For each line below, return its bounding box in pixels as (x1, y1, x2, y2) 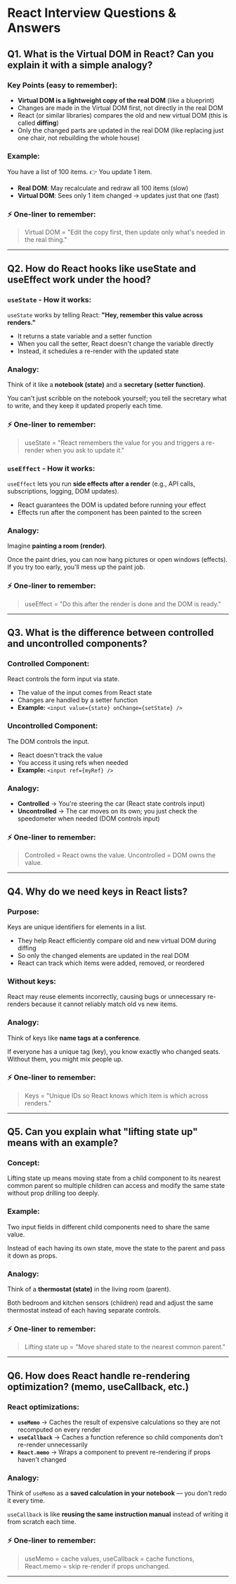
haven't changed (17, 1456, 67, 1464)
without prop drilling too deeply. (7, 1189, 100, 1198)
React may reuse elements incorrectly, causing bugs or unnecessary (7, 993, 206, 1001)
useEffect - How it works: (7, 463, 96, 473)
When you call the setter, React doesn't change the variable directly (17, 340, 214, 348)
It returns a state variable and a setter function (17, 332, 152, 340)
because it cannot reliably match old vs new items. (31, 1000, 178, 1009)
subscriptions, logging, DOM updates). (7, 487, 119, 496)
